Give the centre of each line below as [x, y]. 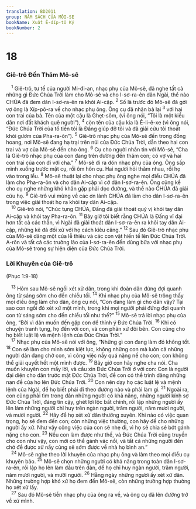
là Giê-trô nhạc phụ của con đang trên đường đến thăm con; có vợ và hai [94, 155]
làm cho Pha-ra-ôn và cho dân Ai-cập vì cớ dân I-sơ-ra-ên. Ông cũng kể [94, 182]
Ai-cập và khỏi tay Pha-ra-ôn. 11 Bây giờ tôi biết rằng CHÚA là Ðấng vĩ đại [94, 216]
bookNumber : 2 [23, 28]
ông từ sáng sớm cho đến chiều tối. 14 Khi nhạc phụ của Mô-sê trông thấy [95, 295]
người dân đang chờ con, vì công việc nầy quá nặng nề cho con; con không [97, 355]
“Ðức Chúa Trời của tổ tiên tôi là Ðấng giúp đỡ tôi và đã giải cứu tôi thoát [93, 129]
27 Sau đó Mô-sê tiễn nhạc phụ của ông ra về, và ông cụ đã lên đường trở [100, 494]
